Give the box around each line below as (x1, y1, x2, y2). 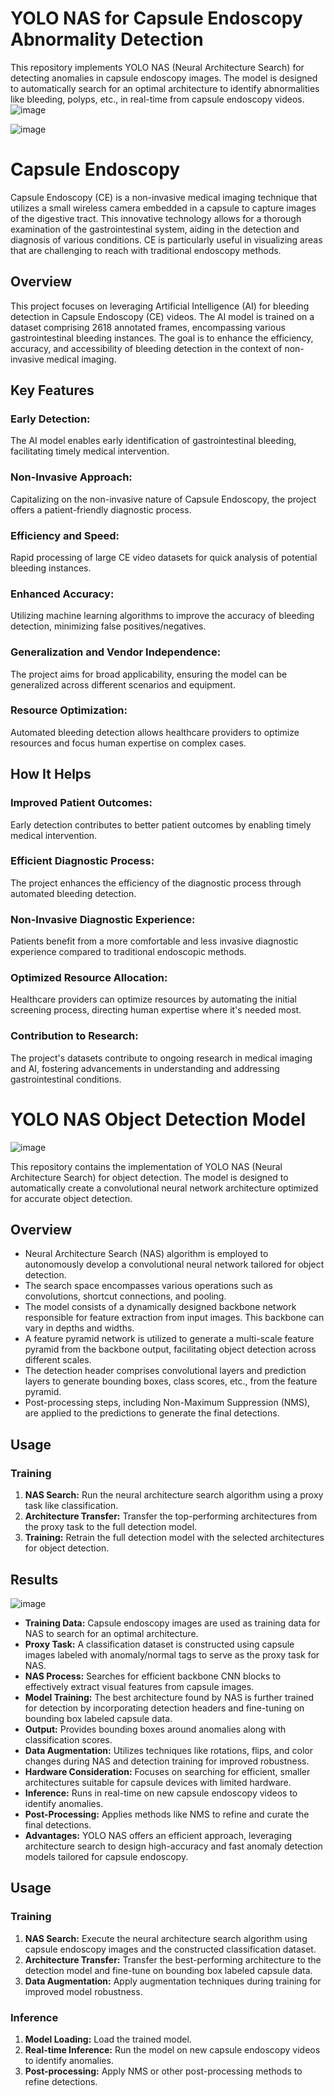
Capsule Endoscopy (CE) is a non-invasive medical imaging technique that (10, 191, 318, 203)
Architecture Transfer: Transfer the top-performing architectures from (24, 1510, 318, 1522)
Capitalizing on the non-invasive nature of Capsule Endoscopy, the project (10, 493, 317, 505)
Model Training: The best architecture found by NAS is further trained (24, 1691, 315, 1703)
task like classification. (24, 1500, 119, 1512)
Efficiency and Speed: (10, 528, 120, 542)
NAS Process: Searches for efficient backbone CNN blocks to (24, 1670, 282, 1682)
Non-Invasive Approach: (10, 470, 133, 484)
